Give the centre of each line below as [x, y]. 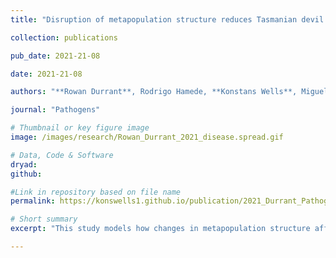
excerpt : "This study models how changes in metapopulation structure [160, 229]
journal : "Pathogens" [55, 110]
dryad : [24, 164]
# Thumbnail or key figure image [80, 128]
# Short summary [44, 219]
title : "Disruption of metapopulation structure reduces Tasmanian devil [167, 19]
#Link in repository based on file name [96, 192]
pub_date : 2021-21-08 [55, 56]
